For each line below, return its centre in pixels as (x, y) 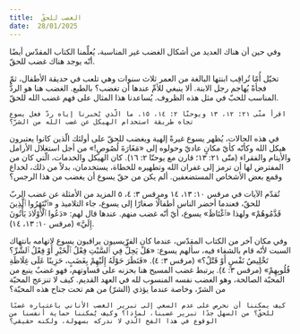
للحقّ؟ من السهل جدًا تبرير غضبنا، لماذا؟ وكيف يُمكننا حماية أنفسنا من (142, 313)
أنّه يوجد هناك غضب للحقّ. (52, 61)
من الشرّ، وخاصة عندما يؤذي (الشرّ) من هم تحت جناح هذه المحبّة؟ (118, 288)
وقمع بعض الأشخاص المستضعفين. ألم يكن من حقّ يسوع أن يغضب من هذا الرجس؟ (146, 176)
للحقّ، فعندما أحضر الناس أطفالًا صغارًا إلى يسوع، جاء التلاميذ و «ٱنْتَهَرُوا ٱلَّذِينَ (135, 203)
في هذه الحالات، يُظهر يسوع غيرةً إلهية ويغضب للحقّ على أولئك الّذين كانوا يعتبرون (144, 138)
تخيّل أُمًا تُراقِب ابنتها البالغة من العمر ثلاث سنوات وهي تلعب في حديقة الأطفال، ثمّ (144, 78)
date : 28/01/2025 (43, 26)
